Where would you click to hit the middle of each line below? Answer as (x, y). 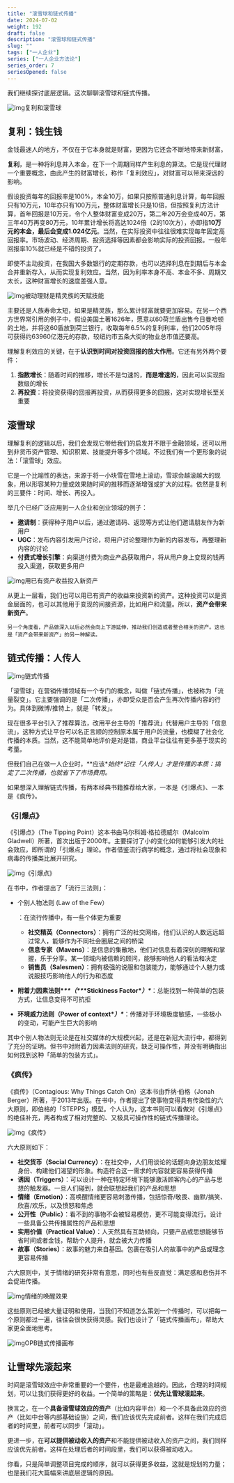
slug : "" (20, 46)
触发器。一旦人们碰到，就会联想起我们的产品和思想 (103, 1188)
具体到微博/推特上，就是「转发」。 (68, 708)
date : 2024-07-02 (32, 20)
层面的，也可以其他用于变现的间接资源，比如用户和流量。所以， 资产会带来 (120, 604)
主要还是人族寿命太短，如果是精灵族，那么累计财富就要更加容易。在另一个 (114, 311)
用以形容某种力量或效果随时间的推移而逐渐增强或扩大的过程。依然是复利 (123, 484)
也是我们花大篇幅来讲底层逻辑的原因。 (62, 1473)
